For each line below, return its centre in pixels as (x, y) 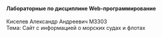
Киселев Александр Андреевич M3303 (57, 21)
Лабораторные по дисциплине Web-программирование (81, 8)
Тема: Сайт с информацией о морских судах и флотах (76, 28)
